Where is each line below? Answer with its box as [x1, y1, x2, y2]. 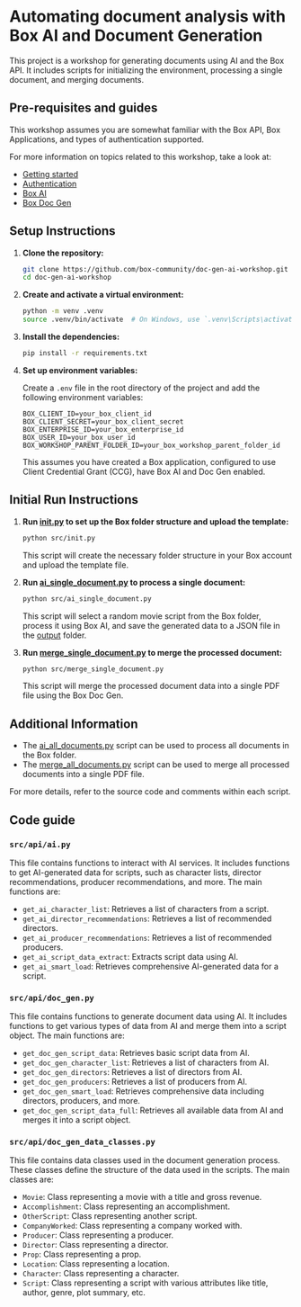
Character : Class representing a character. [22, 1268, 180, 1279]
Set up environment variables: [22, 364, 138, 375]
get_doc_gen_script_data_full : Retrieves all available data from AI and [22, 1105, 284, 1116]
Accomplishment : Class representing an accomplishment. [22, 1201, 231, 1212]
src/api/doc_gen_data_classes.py [9, 1137, 155, 1148]
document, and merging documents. [9, 74, 145, 85]
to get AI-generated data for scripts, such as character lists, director [9, 866, 262, 878]
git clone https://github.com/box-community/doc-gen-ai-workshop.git [22, 264, 289, 273]
